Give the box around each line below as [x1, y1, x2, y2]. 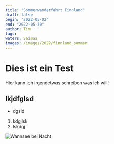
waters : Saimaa [5, 36, 38, 41]
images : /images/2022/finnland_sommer [5, 41, 88, 46]
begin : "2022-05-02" [5, 17, 49, 22]
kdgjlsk [12, 118, 28, 124]
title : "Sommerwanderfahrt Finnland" [5, 7, 85, 13]
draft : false [5, 12, 33, 17]
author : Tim [5, 27, 31, 32]
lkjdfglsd [5, 94, 34, 103]
